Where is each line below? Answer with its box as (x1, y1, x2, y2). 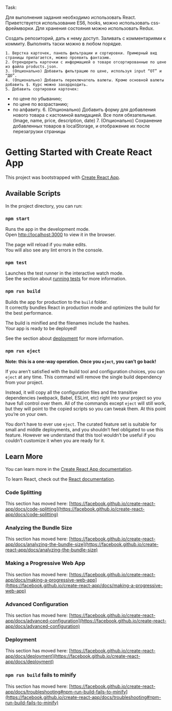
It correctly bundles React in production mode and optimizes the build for (5, 304, 160, 311)
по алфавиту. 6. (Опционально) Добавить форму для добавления (12, 106, 156, 113)
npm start (5, 215, 30, 222)
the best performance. (5, 309, 53, 316)
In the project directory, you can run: (5, 203, 83, 209)
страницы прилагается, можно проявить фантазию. (5, 55, 111, 60)
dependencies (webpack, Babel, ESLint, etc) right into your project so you (5, 394, 162, 400)
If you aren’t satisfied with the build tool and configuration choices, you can (5, 368, 165, 374)
